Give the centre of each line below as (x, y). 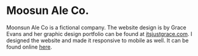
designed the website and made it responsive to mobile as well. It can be (97, 40)
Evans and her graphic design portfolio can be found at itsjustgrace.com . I (99, 33)
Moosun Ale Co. (48, 11)
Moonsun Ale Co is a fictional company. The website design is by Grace (97, 27)
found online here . (29, 47)
